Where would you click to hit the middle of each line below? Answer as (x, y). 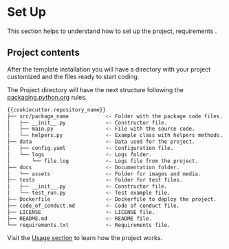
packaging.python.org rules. (47, 97)
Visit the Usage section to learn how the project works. (85, 238)
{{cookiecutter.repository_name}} (57, 110)
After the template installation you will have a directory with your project (109, 69)
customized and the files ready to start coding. (73, 76)
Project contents (44, 53)
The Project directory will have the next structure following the (96, 89)
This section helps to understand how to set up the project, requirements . (112, 31)
